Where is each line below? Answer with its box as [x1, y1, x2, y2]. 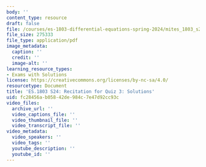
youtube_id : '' [12, 151, 51, 157]
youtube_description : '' [12, 145, 75, 152]
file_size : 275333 [6, 32, 53, 38]
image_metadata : [6, 43, 48, 50]
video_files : [6, 100, 40, 106]
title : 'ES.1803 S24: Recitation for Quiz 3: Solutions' [6, 89, 155, 95]
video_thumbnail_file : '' [12, 117, 78, 123]
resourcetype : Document [6, 83, 67, 89]
